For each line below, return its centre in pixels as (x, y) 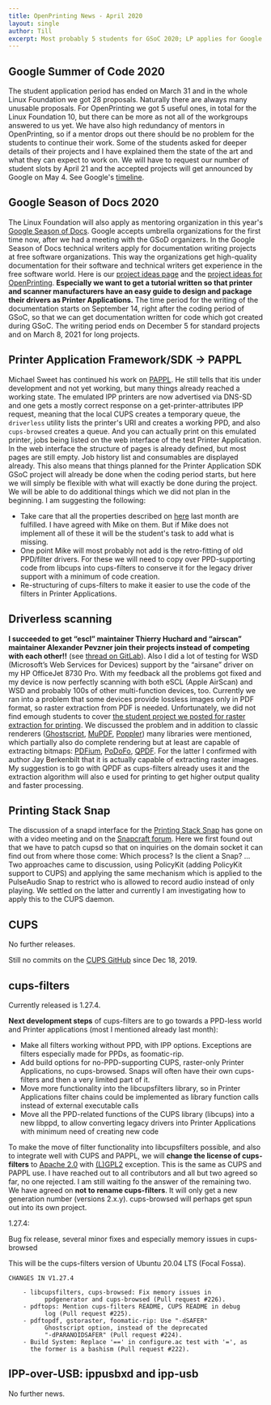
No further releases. (42, 944)
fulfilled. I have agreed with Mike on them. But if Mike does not (124, 524)
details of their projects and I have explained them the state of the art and (131, 152)
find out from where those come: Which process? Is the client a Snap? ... (129, 856)
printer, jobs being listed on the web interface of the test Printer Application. (135, 440)
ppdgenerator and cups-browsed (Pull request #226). (135, 1299)
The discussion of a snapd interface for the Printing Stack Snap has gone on (135, 830)
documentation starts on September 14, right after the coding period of (127, 308)
